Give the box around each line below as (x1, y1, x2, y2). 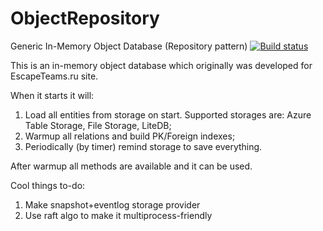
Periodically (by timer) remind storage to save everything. (24, 140, 263, 152)
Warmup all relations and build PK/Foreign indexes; (24, 130, 236, 142)
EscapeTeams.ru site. (10, 70, 99, 82)
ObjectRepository (10, 7, 160, 30)
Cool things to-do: (10, 179, 86, 191)
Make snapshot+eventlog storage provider (24, 198, 201, 211)
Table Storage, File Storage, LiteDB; (24, 119, 172, 131)
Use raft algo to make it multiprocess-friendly (24, 209, 213, 221)
